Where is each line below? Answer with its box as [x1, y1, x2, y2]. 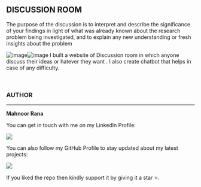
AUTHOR [6, 91, 33, 99]
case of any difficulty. [6, 64, 60, 71]
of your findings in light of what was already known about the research [6, 27, 181, 34]
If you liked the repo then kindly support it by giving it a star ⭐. [6, 174, 160, 182]
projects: [6, 151, 28, 158]
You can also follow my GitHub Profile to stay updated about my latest [6, 144, 178, 152]
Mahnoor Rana [6, 110, 44, 117]
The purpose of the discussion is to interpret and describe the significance [6, 20, 190, 28]
